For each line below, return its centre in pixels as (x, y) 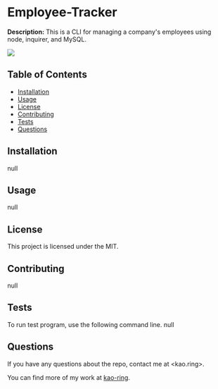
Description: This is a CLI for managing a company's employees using (109, 32)
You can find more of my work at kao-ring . (69, 377)
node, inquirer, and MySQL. (47, 39)
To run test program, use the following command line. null (91, 324)
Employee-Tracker (62, 12)
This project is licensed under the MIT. (63, 247)
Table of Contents (47, 75)
